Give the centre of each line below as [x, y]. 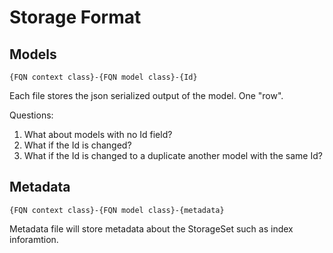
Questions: [31, 115]
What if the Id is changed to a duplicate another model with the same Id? [173, 155]
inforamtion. [34, 239]
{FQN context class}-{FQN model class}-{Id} [103, 77]
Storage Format [75, 17]
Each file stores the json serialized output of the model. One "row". [146, 95]
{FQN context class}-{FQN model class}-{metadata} [117, 210]
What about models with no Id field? [98, 134]
